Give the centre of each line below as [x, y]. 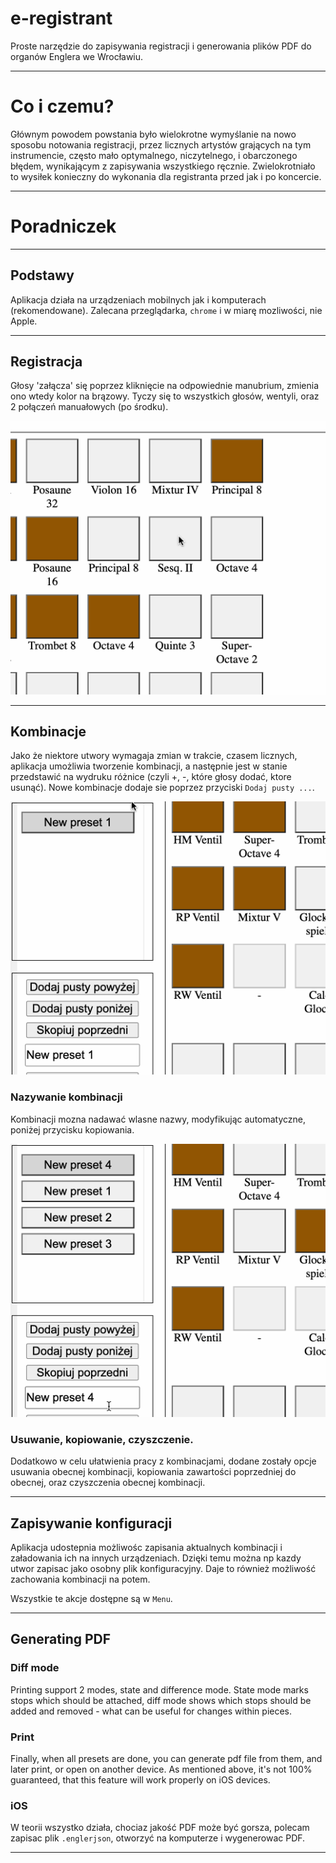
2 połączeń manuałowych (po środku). [89, 407]
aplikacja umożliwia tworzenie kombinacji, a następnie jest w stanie [149, 766]
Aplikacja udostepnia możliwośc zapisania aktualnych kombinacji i [146, 1547]
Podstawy [42, 275]
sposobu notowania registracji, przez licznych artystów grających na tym [161, 144]
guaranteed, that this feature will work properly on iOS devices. [140, 1779]
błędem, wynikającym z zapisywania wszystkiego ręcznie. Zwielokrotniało [163, 166]
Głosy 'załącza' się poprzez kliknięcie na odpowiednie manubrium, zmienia [165, 386]
